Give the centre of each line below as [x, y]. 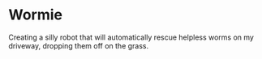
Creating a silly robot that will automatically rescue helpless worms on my [131, 37]
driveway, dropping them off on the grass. [79, 45]
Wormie [36, 15]
